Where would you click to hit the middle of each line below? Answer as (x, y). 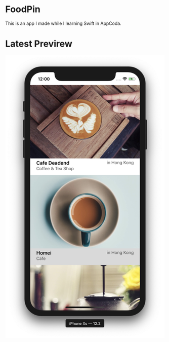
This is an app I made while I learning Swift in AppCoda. (63, 23)
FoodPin (23, 9)
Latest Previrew (39, 44)
